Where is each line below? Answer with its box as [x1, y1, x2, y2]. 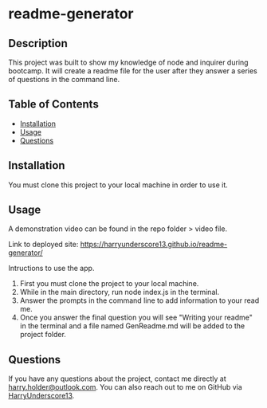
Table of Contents [8, 97, 100, 112]
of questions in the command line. [8, 75, 120, 84]
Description [8, 37, 68, 50]
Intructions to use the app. [8, 264, 95, 273]
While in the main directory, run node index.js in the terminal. [19, 288, 220, 297]
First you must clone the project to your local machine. [19, 279, 199, 288]
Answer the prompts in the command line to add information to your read [19, 296, 260, 305]
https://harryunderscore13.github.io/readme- [80, 240, 228, 249]
